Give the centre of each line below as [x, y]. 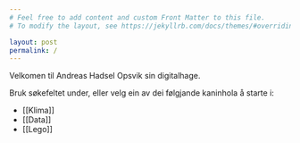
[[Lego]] [37, 130]
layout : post [33, 42]
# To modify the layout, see [63, 26]
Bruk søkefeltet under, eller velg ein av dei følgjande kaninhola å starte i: [142, 93]
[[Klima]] [38, 110]
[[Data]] [37, 120]
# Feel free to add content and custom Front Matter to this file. [137, 17]
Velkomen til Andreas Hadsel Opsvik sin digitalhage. [105, 76]
